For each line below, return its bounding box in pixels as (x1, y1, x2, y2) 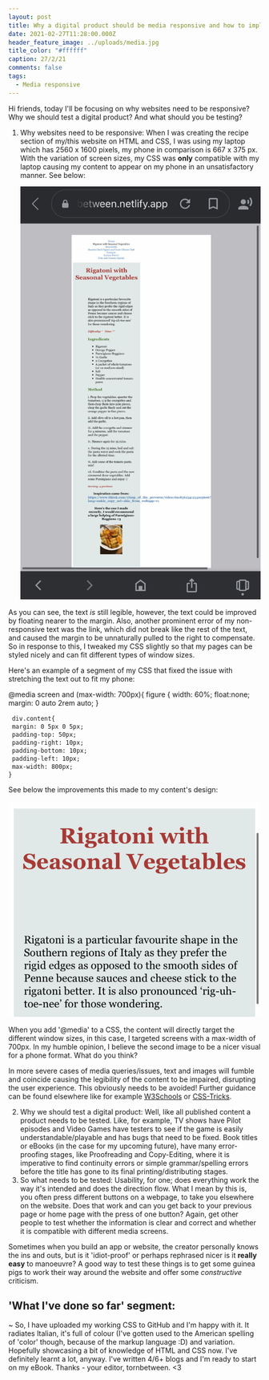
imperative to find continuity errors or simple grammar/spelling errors (19, 1158, 249, 1168)
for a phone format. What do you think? (8, 1050, 139, 1060)
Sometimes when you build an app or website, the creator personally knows (8, 1241, 259, 1251)
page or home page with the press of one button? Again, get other (19, 1209, 239, 1219)
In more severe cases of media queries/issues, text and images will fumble (8, 1066, 255, 1075)
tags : (8, 72, 26, 80)
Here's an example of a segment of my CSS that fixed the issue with (8, 666, 234, 675)
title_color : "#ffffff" (8, 47, 88, 55)
